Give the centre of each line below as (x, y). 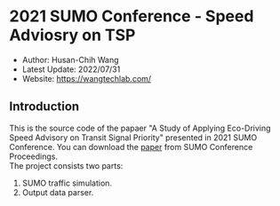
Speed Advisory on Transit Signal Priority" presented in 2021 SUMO (133, 137)
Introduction (44, 107)
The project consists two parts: (66, 165)
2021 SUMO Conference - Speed (132, 16)
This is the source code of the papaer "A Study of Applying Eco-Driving (140, 128)
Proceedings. (33, 156)
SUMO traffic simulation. (67, 183)
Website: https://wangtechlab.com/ (87, 78)
